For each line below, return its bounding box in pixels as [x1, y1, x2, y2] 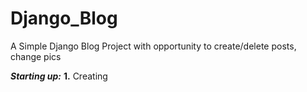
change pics [10, 50, 62, 62]
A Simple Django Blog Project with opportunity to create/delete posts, [10, 40, 297, 52]
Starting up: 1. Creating [10, 70, 108, 82]
